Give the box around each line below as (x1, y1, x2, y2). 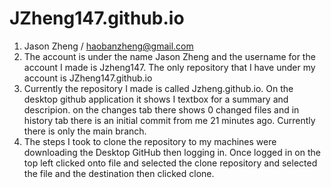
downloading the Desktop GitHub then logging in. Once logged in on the (23, 146, 321, 158)
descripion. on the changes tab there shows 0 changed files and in (23, 103, 300, 116)
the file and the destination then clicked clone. (23, 167, 215, 179)
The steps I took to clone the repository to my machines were (23, 135, 277, 147)
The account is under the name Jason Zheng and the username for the (23, 50, 316, 62)
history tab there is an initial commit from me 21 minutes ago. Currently (23, 114, 316, 126)
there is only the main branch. (23, 125, 147, 137)
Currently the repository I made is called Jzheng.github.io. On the (23, 82, 294, 94)
